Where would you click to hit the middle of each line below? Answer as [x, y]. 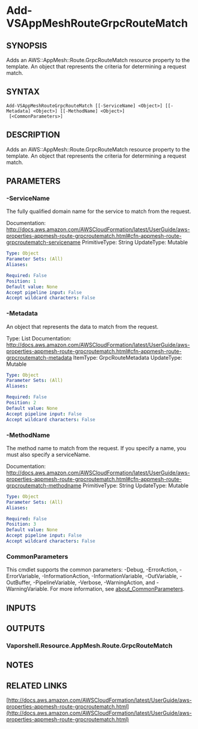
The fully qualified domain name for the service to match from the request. [99, 211]
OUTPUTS [26, 628]
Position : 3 [21, 524]
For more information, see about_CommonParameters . [117, 589]
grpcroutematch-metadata [39, 357]
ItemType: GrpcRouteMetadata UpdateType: [128, 357]
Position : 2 [21, 403]
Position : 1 [21, 281]
